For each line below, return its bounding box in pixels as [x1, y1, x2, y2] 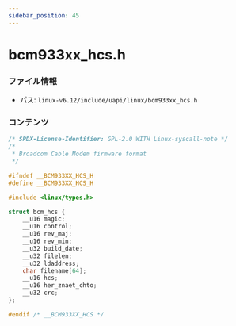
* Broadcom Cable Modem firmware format [11, 150, 147, 159]
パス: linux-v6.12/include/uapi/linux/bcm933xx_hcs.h [19, 95, 198, 105]
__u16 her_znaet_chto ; [22, 282, 97, 290]
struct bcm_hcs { [8, 208, 66, 216]
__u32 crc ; [22, 289, 59, 297]
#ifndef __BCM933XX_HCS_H [8, 171, 93, 179]
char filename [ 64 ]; [22, 267, 87, 274]
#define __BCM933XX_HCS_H [8, 179, 93, 187]
